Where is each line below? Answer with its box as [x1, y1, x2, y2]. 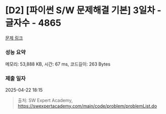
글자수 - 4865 [5, 17, 62, 29]
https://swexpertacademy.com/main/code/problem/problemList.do [17, 103, 157, 109]
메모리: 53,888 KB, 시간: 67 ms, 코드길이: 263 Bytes [5, 61, 110, 67]
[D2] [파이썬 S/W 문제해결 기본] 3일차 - [5, 5, 161, 16]
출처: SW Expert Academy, [17, 97, 73, 103]
